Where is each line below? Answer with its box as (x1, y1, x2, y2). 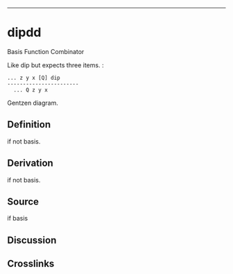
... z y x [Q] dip (7, 74, 60, 81)
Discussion (7, 234, 57, 246)
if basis (7, 214, 28, 223)
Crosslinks (7, 258, 55, 270)
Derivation (7, 157, 53, 169)
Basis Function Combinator (7, 47, 85, 55)
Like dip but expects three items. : (7, 60, 104, 69)
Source (7, 196, 40, 207)
